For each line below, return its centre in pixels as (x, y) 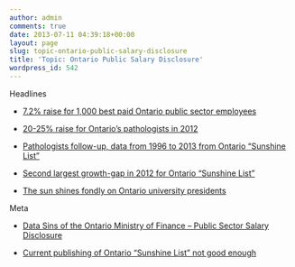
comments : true (38, 26)
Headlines (28, 93)
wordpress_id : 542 (44, 69)
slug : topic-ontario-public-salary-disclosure (98, 51)
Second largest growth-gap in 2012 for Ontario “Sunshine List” (138, 173)
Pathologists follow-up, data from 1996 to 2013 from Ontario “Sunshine (154, 146)
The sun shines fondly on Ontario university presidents (124, 190)
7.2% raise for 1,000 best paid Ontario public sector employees (139, 111)
